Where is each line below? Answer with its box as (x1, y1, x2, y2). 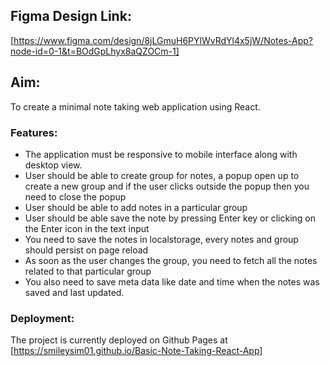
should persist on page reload (24, 244, 149, 256)
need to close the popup (24, 190, 127, 203)
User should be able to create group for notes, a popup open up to (24, 169, 300, 181)
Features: (10, 125, 58, 139)
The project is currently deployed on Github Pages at (10, 334, 228, 346)
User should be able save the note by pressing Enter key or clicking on (24, 212, 317, 224)
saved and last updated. (24, 286, 125, 298)
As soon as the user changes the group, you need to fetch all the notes (24, 254, 318, 266)
